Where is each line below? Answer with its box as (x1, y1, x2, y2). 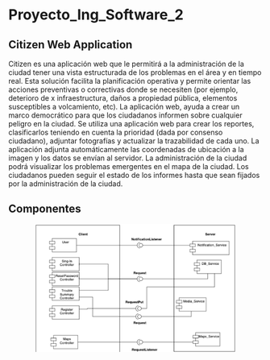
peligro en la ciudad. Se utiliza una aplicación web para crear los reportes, (8, 119, 255, 128)
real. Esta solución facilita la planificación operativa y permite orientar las (8, 77, 251, 85)
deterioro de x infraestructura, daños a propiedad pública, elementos (8, 93, 238, 102)
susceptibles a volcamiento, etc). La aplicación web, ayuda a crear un (8, 102, 240, 111)
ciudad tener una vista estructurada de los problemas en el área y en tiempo (8, 68, 262, 77)
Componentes (8, 202, 82, 216)
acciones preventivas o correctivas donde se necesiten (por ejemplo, (8, 85, 239, 94)
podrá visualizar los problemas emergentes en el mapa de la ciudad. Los (8, 162, 249, 171)
